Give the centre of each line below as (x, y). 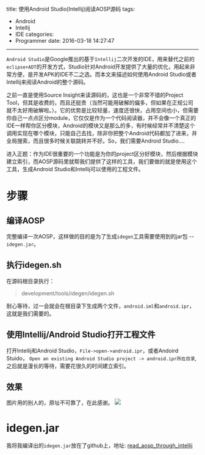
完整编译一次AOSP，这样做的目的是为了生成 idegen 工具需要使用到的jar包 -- (100, 236)
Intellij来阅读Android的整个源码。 (48, 82)
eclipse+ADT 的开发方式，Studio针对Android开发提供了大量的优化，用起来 (98, 67)
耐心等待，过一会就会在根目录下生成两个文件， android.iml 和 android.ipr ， (101, 306)
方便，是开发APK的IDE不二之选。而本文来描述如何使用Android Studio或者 (104, 74)
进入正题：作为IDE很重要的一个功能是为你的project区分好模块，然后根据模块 (102, 154)
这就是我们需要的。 (31, 313)
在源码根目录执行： (31, 281)
